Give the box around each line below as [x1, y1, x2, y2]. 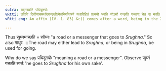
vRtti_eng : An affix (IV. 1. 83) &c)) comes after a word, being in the [5, 16, 158, 21]
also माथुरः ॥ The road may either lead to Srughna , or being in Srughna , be [5, 40, 154, 46]
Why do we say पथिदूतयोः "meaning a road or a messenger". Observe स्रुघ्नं [5, 55, 150, 61]
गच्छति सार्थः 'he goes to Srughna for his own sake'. [5, 60, 104, 67]
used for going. [5, 45, 36, 51]
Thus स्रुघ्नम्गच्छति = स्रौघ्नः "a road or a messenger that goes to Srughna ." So [5, 34, 153, 40]
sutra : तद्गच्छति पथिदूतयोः [5, 7, 48, 12]
